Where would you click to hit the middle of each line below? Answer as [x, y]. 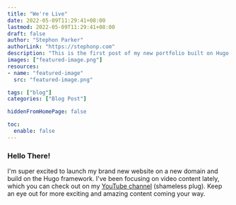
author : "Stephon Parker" [45, 40]
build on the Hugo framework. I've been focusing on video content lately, [113, 179]
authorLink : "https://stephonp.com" [61, 47]
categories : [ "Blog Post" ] [47, 99]
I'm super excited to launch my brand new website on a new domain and [113, 171]
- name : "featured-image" [45, 73]
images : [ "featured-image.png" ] [55, 60]
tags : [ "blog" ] [30, 93]
